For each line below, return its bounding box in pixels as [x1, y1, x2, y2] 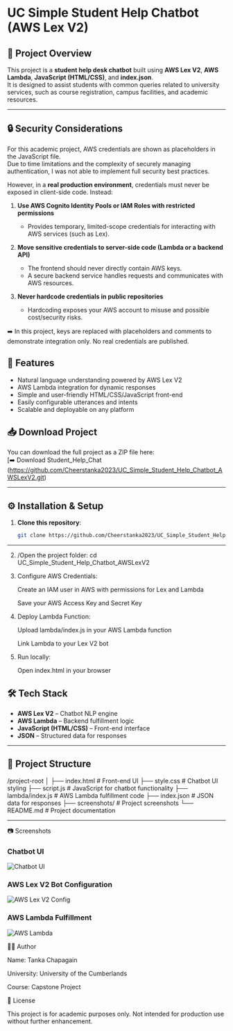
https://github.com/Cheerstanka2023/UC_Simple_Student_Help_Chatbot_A [9, 466, 223, 474]
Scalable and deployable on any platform [17, 405, 135, 413]
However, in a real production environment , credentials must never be [7, 180, 210, 189]
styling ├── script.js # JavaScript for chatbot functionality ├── [7, 784, 189, 792]
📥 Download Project [7, 426, 98, 438]
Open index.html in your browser [17, 666, 111, 675]
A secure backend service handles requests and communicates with [27, 271, 223, 280]
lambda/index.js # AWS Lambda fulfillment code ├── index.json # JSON [7, 791, 214, 799]
